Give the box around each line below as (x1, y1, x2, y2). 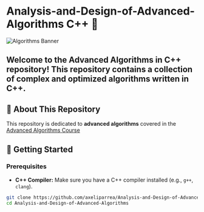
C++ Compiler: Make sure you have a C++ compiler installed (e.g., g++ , (15, 176, 194, 183)
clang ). (15, 182, 33, 190)
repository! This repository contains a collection (6, 64, 193, 75)
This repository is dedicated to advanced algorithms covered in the (6, 120, 176, 128)
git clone (6, 194, 32, 200)
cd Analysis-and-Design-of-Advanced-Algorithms (6, 200, 129, 206)
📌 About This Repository (6, 104, 101, 114)
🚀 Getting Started (6, 144, 73, 154)
